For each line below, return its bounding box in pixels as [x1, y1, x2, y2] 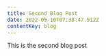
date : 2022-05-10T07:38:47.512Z [7, 16, 99, 23]
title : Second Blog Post [7, 10, 78, 17]
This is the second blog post [7, 42, 88, 50]
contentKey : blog [7, 23, 57, 29]
